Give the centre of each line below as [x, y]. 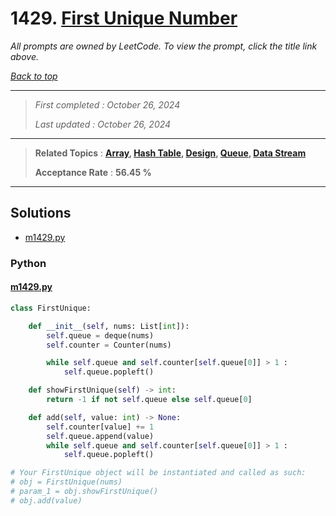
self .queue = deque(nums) [100, 335]
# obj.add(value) [46, 500]
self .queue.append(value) [100, 436]
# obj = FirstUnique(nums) [66, 482]
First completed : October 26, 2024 [107, 104]
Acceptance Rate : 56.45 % [93, 172]
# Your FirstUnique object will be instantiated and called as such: [158, 473]
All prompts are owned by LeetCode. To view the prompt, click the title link [164, 46]
